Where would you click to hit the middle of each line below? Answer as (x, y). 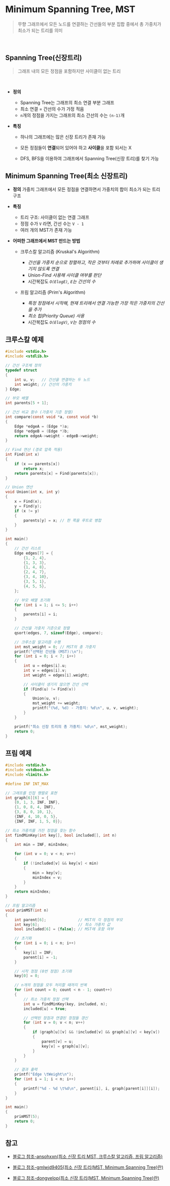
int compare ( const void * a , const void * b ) (52, 417)
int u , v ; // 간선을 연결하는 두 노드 (52, 380)
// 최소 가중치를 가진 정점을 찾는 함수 (41, 830)
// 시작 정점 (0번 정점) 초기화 (43, 971)
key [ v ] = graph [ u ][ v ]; (65, 1046)
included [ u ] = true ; (45, 1009)
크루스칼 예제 (25, 339)
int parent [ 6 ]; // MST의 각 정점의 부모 (69, 920)
